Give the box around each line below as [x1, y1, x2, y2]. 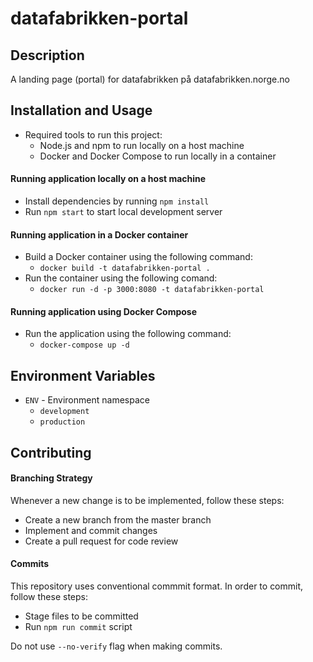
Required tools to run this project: [24, 128, 163, 141]
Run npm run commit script [24, 621, 133, 633]
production [39, 417, 86, 427]
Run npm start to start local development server [24, 206, 223, 218]
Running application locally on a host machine [10, 173, 207, 185]
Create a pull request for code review [24, 535, 179, 547]
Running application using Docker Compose [10, 305, 198, 317]
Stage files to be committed [24, 610, 139, 622]
